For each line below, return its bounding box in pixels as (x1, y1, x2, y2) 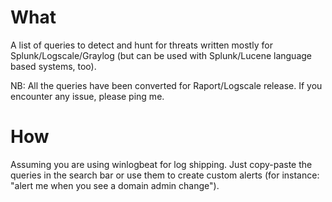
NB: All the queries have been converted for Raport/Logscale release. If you (10, 79, 323, 91)
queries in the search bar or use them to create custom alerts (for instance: (10, 169, 320, 181)
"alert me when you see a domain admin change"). (10, 179, 220, 191)
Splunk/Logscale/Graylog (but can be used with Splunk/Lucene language (10, 49, 313, 61)
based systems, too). (10, 60, 97, 72)
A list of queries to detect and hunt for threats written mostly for (10, 39, 273, 51)
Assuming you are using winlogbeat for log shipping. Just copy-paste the (10, 158, 313, 170)
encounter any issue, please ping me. (10, 90, 165, 102)
